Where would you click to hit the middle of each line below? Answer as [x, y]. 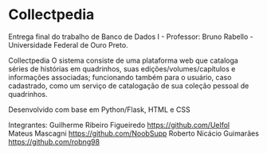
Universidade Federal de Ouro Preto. [69, 44]
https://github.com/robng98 [54, 141]
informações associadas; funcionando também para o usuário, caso [120, 77]
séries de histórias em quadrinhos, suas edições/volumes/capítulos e [122, 68]
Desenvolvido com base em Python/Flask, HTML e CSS [99, 110]
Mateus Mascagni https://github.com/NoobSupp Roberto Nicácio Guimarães [133, 133]
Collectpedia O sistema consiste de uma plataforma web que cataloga [124, 60]
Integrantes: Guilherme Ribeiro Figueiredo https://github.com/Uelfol [119, 125]
